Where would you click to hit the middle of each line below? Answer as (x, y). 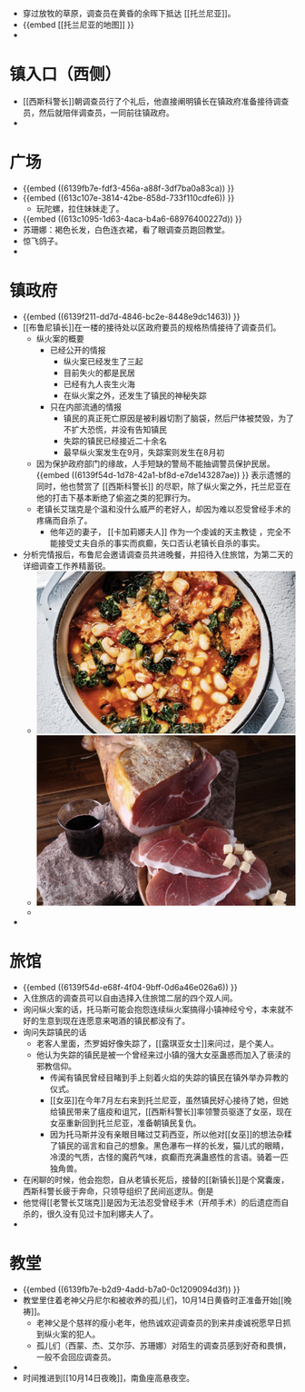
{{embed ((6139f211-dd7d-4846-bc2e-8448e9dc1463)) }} (131, 316)
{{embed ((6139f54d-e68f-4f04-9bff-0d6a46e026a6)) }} (130, 987)
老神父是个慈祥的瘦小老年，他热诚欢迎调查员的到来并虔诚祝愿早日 (159, 1322)
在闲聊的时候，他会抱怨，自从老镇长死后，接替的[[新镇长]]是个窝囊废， (156, 1179)
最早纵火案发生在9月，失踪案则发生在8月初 (144, 452)
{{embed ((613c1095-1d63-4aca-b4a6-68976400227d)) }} (132, 219)
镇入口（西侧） (65, 75)
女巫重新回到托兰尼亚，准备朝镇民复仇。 (125, 1123)
